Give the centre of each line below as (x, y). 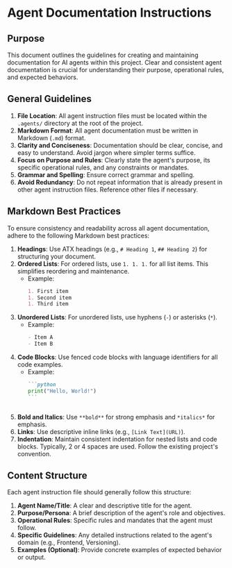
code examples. (40, 365)
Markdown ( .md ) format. (51, 137)
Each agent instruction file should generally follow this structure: (99, 492)
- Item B (40, 344)
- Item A (40, 337)
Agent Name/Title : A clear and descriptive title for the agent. (105, 506)
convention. (34, 453)
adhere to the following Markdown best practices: (78, 235)
